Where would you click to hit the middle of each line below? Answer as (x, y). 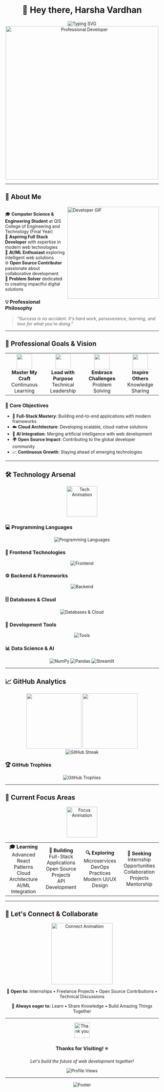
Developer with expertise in (33, 242)
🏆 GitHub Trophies (28, 765)
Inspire (140, 372)
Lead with (63, 372)
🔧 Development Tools (31, 625)
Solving (102, 390)
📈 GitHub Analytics (36, 682)
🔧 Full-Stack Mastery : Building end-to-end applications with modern (82, 416)
